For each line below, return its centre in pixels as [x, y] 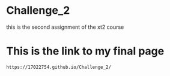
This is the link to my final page [85, 51]
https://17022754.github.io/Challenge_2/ [59, 67]
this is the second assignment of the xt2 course [65, 27]
